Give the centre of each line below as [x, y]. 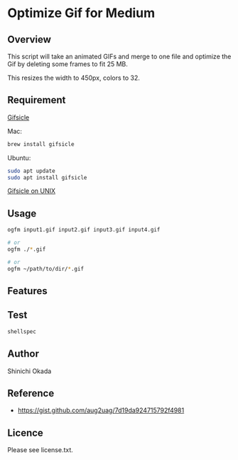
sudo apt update [31, 171]
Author [23, 354]
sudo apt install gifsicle [47, 177]
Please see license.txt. [40, 450]
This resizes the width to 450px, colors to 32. [74, 78]
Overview [29, 40]
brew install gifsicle [41, 144]
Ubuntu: [19, 157]
